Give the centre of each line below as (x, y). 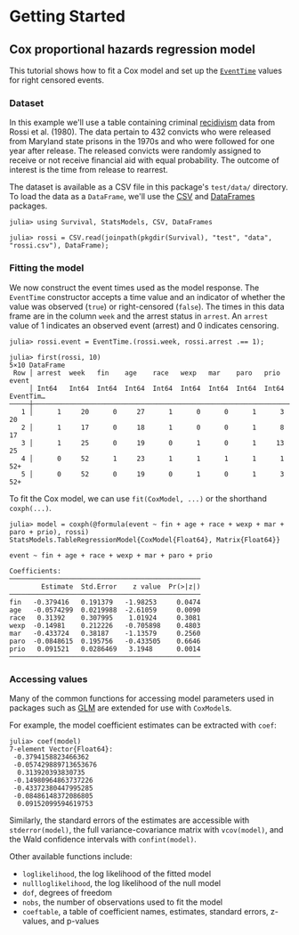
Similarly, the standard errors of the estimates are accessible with (129, 820)
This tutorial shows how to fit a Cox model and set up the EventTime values (146, 70)
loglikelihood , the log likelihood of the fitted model (117, 874)
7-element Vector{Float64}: (61, 749)
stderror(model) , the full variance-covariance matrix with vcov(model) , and (146, 829)
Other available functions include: (71, 856)
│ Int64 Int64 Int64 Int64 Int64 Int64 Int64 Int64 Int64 (157, 388)
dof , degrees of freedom (67, 892)
